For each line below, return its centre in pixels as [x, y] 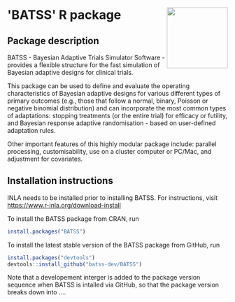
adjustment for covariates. [45, 159]
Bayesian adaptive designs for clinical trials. [70, 72]
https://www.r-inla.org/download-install [64, 205]
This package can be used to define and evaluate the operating [99, 86]
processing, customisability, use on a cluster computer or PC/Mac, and [109, 151]
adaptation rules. [31, 130]
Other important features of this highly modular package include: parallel [112, 144]
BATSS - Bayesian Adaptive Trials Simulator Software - [86, 57]
